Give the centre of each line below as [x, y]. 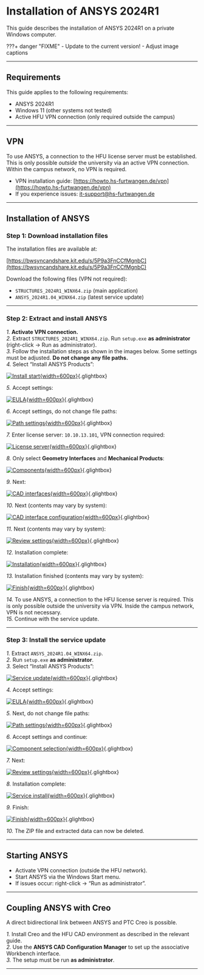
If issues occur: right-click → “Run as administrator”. [80, 883]
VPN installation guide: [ [45, 181]
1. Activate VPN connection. [42, 331]
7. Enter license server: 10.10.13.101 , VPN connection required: [86, 435]
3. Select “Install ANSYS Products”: [50, 666]
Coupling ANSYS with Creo [59, 908]
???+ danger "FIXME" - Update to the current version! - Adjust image [93, 46]
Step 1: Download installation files [57, 236]
